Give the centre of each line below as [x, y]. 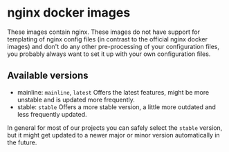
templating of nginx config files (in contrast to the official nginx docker [108, 39]
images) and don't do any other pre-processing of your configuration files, [113, 46]
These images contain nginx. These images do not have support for [104, 32]
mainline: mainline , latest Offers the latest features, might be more [113, 92]
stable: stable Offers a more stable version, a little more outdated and [116, 107]
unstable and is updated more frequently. [76, 99]
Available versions [48, 76]
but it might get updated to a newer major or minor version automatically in [113, 135]
